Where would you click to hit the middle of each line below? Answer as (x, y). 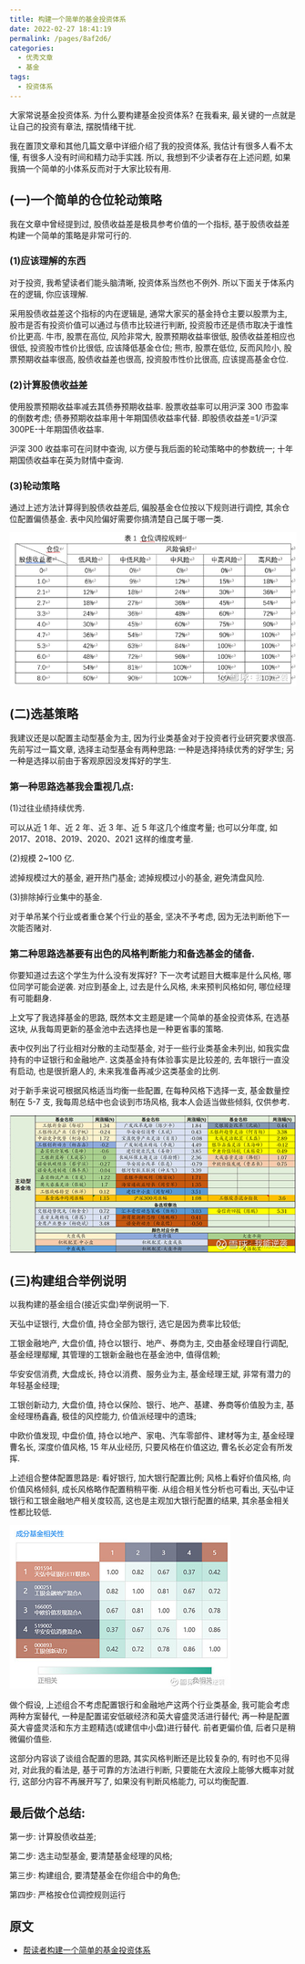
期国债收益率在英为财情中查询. (67, 460)
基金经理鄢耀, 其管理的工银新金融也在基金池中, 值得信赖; (115, 1354)
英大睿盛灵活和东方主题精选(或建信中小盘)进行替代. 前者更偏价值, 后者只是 (149, 1728)
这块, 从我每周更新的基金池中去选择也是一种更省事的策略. (117, 1029)
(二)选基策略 (44, 714)
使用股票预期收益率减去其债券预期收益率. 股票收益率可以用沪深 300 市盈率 (149, 407)
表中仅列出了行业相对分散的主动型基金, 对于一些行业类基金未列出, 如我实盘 (149, 1049)
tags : (20, 78)
